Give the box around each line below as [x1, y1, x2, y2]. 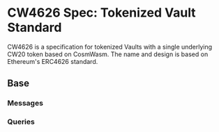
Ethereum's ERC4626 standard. [7, 57, 98, 65]
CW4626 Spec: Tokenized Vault [7, 5, 197, 21]
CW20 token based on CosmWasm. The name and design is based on [7, 50, 209, 58]
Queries [7, 117, 35, 126]
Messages [7, 99, 44, 108]
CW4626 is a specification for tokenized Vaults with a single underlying [7, 42, 213, 51]
